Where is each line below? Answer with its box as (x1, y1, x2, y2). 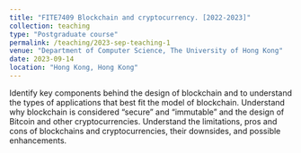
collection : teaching (9, 21, 91, 30)
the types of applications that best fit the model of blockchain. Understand (9, 97, 286, 107)
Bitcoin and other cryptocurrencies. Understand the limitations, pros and (9, 115, 278, 126)
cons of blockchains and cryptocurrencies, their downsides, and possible (9, 125, 281, 136)
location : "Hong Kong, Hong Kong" (9, 64, 139, 72)
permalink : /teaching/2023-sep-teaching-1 (9, 38, 171, 47)
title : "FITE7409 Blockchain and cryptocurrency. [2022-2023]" (9, 13, 252, 22)
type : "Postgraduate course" (9, 30, 119, 38)
